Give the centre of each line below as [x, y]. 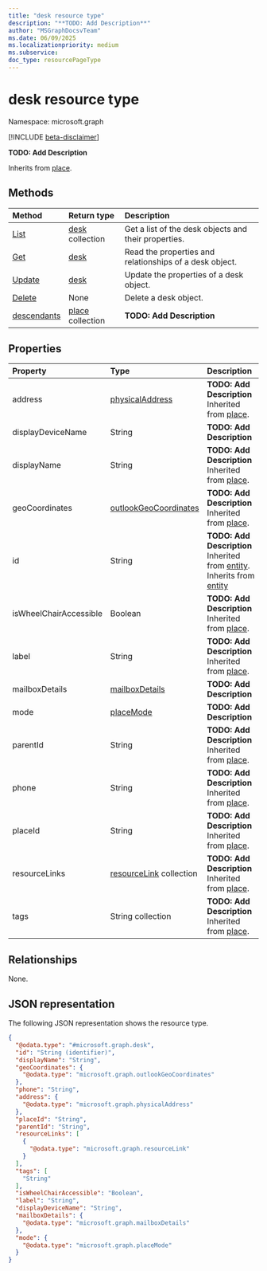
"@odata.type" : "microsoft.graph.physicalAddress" [108, 1104]
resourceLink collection [154, 873]
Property [29, 371]
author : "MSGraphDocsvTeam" [55, 30]
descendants [37, 316]
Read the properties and [170, 252]
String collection [141, 916]
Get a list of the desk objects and [186, 229]
